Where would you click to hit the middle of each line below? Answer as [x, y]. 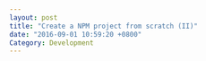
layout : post [34, 17]
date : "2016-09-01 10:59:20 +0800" [76, 34]
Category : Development [51, 43]
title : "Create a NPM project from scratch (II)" [104, 26]
